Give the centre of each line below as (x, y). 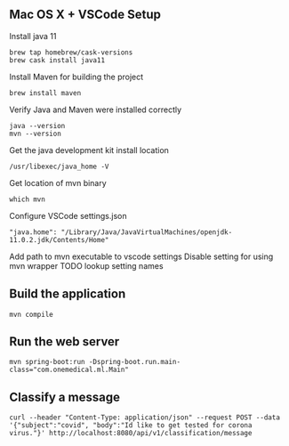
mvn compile (31, 314)
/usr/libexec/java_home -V (59, 166)
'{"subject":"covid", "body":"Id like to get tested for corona (131, 426)
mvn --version (36, 134)
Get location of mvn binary (58, 182)
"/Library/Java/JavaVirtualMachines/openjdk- (147, 232)
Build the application (68, 294)
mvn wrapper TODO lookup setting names (86, 265)
